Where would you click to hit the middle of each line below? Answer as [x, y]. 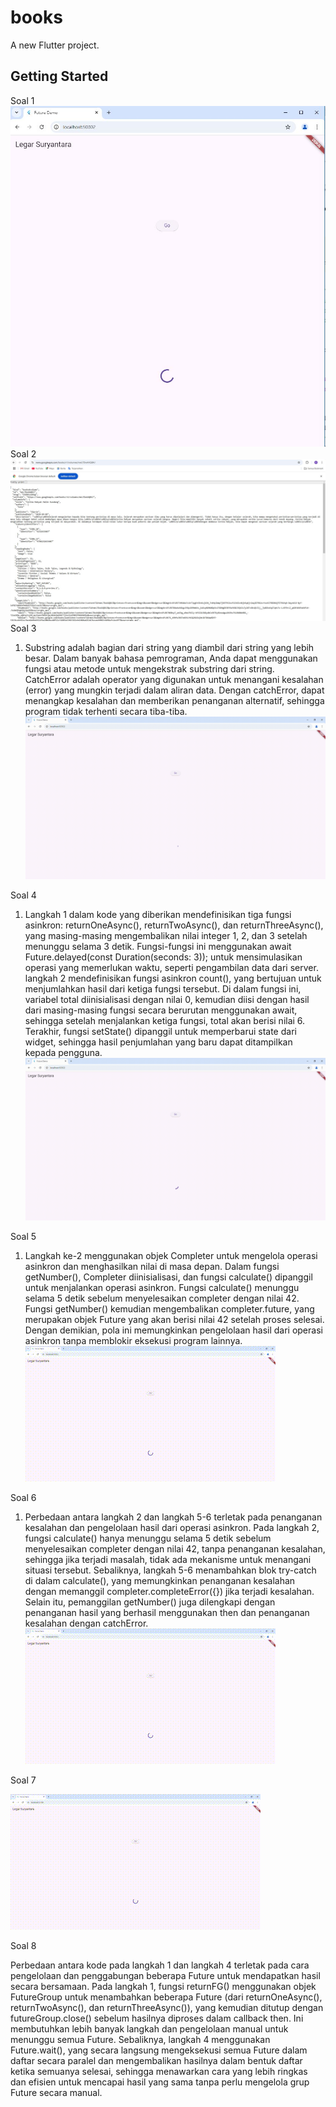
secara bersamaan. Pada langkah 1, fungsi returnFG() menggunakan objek [163, 1986]
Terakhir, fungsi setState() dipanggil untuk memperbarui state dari [160, 1032]
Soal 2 [23, 454]
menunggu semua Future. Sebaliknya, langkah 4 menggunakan [140, 2039]
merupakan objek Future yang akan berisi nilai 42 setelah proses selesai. [174, 1319]
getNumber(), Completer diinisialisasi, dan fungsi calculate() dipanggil [168, 1277]
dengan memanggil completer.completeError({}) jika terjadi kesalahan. [169, 1591]
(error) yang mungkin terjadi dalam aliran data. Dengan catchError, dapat [174, 690]
